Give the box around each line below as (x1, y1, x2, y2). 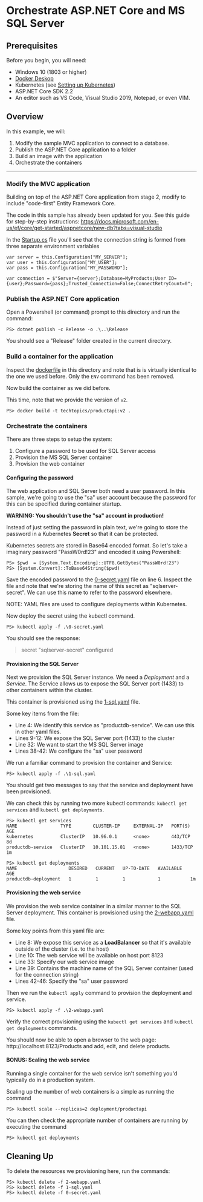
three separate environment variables (6, 243, 100, 250)
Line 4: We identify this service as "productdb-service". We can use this (14, 722, 195, 729)
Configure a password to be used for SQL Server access (14, 447, 156, 454)
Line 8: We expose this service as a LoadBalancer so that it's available (14, 939, 192, 946)
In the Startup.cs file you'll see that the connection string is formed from (6, 236, 186, 243)
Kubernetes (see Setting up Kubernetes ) (14, 81, 116, 88)
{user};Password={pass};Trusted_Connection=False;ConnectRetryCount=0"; (6, 281, 193, 287)
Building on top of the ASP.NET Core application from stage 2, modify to (6, 193, 186, 200)
